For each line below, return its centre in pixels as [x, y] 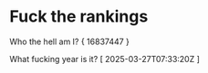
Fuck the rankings [79, 17]
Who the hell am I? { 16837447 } [70, 41]
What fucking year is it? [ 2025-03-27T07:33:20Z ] [105, 59]
